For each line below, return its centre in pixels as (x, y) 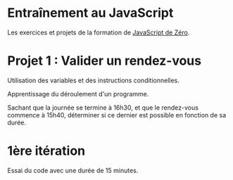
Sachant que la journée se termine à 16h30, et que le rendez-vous (103, 108)
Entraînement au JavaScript (90, 13)
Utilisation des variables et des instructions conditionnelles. (93, 80)
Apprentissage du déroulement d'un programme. (78, 94)
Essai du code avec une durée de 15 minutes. (73, 170)
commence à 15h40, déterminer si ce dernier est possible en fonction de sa (117, 115)
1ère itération (46, 151)
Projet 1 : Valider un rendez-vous (105, 61)
